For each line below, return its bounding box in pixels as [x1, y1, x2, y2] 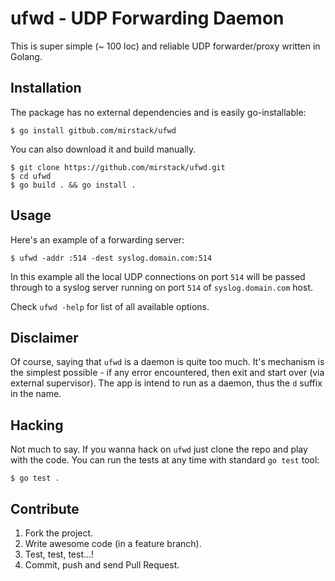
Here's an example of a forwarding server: [10, 233, 185, 246]
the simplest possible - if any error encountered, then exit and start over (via [10, 367, 325, 379]
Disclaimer [10, 329, 79, 346]
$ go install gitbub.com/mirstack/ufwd [10, 125, 177, 136]
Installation [10, 80, 82, 97]
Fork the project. [24, 527, 94, 539]
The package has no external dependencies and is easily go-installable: [10, 106, 307, 118]
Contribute [10, 500, 80, 517]
